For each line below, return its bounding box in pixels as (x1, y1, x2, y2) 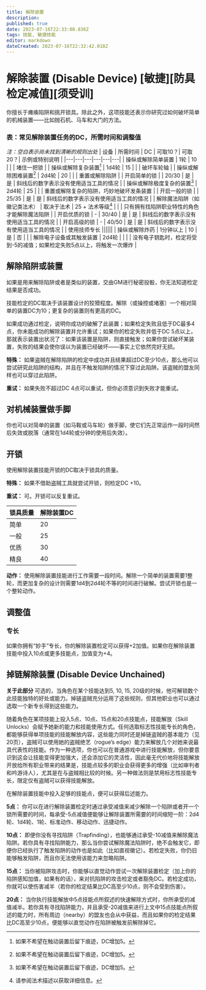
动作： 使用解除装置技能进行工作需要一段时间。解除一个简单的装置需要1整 (6, 572, 193, 579)
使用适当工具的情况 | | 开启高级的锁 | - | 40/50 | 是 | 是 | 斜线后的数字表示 (6, 218, 191, 225)
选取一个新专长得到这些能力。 (6, 702, 82, 709)
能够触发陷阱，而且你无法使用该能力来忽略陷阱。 (6, 854, 130, 862)
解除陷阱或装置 (6, 261, 63, 271)
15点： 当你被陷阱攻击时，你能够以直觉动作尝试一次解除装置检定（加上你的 (6, 867, 196, 875)
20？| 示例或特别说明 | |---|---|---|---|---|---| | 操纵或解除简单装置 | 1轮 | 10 (6, 156, 197, 163)
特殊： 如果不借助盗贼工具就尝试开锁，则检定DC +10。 (6, 480, 145, 487)
